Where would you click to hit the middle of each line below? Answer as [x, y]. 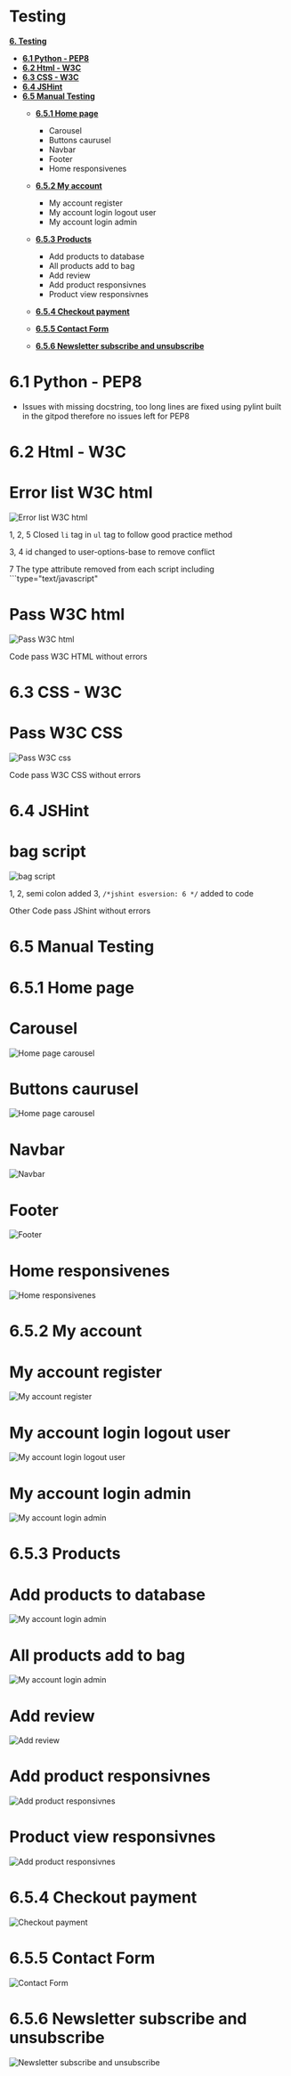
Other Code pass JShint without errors [80, 911]
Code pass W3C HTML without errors [78, 656]
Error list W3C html [81, 493]
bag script [48, 851]
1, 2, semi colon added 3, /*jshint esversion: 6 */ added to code [132, 894]
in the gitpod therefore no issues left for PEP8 [105, 416]
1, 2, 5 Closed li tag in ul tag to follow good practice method [121, 535]
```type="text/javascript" [54, 579]
